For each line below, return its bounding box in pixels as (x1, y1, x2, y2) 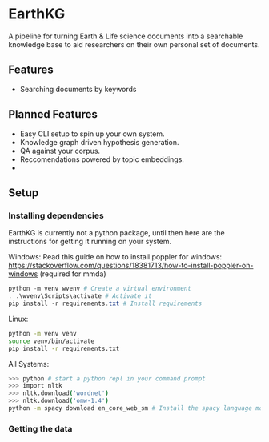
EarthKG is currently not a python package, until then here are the (8, 228, 226, 238)
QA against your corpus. (19, 146, 101, 155)
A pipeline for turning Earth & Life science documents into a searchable (8, 31, 243, 41)
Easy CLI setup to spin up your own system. (19, 129, 165, 139)
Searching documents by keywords (19, 84, 137, 94)
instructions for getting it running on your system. (8, 237, 172, 247)
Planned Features (8, 107, 98, 121)
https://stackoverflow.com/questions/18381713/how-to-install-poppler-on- (8, 261, 254, 271)
